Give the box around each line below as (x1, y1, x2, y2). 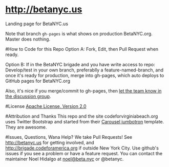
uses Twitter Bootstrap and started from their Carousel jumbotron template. (5, 118, 164, 124)
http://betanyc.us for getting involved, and (5, 139, 95, 145)
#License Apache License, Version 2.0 (5, 103, 87, 109)
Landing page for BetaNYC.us (5, 21, 68, 27)
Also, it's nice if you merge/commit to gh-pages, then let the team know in (5, 87, 162, 94)
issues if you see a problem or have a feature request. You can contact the (5, 150, 163, 156)
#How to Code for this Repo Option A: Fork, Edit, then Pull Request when (5, 46, 159, 52)
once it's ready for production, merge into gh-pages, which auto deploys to (5, 72, 164, 78)
